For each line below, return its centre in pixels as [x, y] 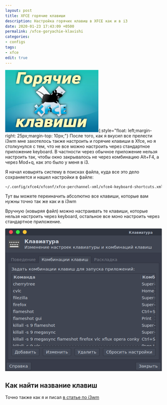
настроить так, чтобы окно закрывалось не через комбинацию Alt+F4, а [82, 157]
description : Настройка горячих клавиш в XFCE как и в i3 [66, 21]
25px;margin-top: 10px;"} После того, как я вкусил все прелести [85, 136]
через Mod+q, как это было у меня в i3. [47, 162]
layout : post [19, 10]
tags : [11, 47]
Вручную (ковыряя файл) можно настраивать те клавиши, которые [77, 211]
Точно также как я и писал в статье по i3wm [52, 397]
